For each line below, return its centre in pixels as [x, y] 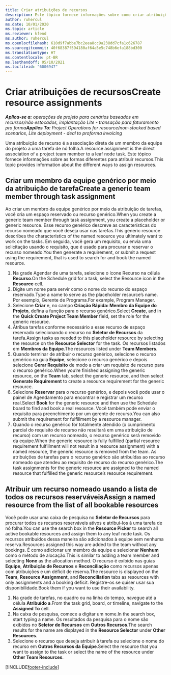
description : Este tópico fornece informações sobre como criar [75, 15]
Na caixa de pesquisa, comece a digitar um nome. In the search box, [84, 614]
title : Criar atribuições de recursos [46, 10]
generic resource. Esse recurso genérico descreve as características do [81, 225]
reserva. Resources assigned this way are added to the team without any [81, 544]
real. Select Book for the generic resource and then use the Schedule [85, 402]
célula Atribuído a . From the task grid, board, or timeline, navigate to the [88, 603]
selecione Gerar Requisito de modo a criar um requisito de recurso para [88, 365]
